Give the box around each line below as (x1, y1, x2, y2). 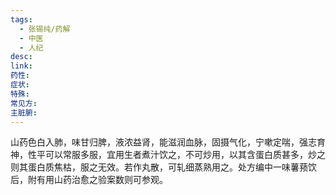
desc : (10, 52, 33, 62)
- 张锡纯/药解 (19, 24, 71, 34)
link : (10, 61, 33, 71)
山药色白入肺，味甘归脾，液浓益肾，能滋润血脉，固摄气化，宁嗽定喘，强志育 (10, 136, 326, 148)
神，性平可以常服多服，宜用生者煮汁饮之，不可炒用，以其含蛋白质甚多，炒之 (10, 149, 326, 161)
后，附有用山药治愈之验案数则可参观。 (10, 174, 168, 186)
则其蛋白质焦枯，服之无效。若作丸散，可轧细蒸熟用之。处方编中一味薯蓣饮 (10, 161, 317, 173)
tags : (10, 14, 33, 25)
